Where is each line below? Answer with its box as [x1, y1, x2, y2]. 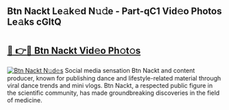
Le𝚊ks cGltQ [7, 16, 62, 28]
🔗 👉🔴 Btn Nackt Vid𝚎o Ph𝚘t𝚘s [7, 45, 141, 56]
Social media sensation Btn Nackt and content [64, 67, 195, 74]
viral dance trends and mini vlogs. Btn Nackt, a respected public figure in [7, 82, 213, 89]
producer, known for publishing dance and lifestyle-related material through [7, 74, 221, 82]
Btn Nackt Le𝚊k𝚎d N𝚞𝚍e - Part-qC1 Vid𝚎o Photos [7, 5, 222, 17]
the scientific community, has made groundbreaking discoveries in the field [7, 89, 220, 97]
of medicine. [7, 96, 43, 104]
